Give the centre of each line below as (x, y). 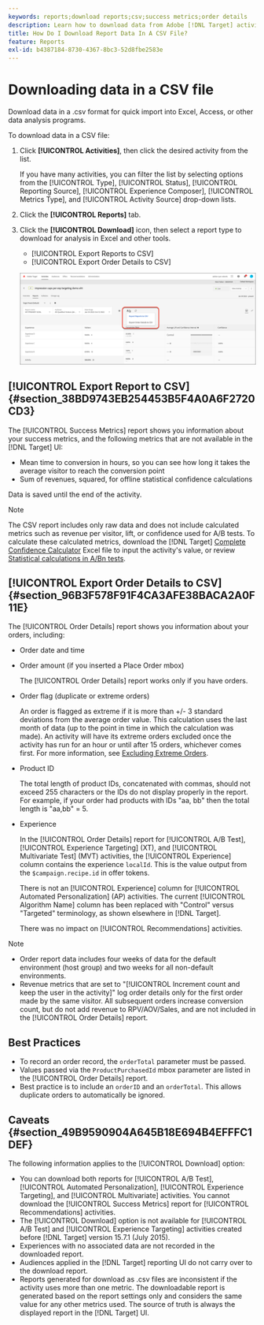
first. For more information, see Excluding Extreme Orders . (114, 754)
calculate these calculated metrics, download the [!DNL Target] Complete (127, 542)
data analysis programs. (47, 120)
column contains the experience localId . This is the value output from (133, 865)
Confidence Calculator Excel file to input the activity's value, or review (122, 550)
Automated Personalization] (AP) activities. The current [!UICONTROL (132, 897)
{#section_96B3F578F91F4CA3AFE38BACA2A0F (132, 595)
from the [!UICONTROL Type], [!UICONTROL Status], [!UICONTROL (128, 183)
